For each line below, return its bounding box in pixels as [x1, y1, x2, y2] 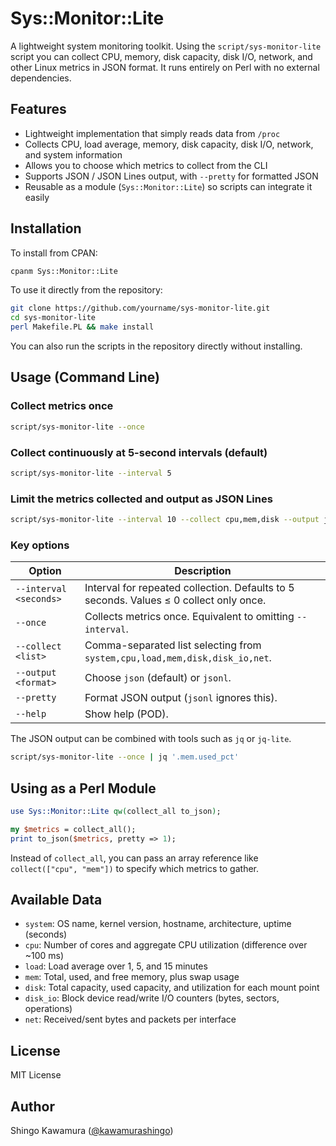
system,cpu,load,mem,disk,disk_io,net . [84, 651, 272, 665]
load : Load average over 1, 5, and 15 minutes [24, 960, 208, 972]
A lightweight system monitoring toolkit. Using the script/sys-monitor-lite [10, 40, 322, 52]
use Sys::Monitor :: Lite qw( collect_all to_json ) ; [10, 806, 222, 816]
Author [10, 1098, 55, 1115]
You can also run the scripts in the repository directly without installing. [10, 340, 303, 352]
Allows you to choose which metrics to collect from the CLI [24, 159, 268, 171]
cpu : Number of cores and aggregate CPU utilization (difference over [24, 939, 308, 951]
